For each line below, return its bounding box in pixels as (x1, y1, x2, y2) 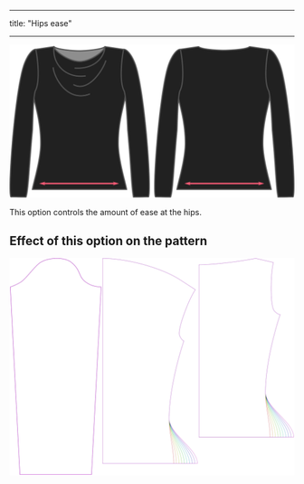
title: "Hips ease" (9, 18, 72, 28)
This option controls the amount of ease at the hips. (9, 207, 202, 218)
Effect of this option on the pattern (9, 233, 208, 249)
